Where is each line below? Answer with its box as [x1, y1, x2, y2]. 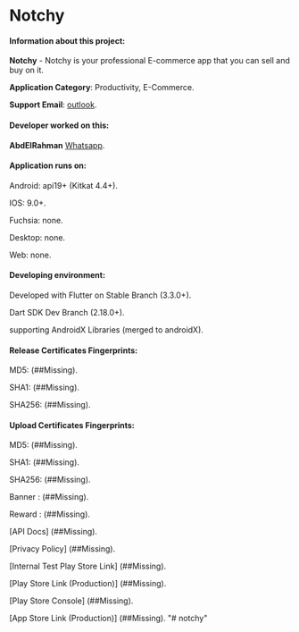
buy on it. [9, 64, 45, 76]
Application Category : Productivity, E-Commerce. [9, 82, 195, 93]
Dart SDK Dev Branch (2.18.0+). [9, 308, 125, 317]
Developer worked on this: [9, 120, 110, 131]
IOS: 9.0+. [9, 198, 46, 208]
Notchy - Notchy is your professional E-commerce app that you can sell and [9, 55, 290, 66]
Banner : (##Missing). [9, 492, 89, 502]
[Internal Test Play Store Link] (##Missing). [9, 560, 167, 572]
